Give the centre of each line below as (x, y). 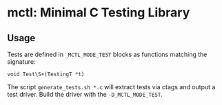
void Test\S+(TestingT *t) (46, 74)
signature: (21, 62)
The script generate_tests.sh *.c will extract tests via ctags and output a (111, 87)
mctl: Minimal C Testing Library (99, 13)
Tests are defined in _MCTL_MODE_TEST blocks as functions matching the (107, 54)
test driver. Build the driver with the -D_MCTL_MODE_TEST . (85, 94)
